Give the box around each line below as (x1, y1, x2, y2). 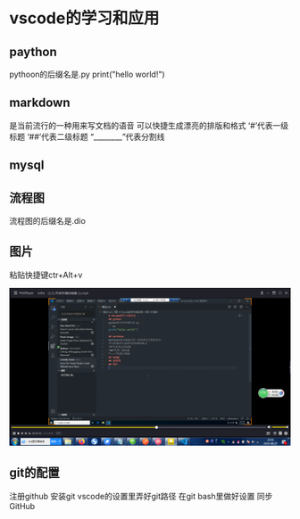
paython (9, 44, 58, 59)
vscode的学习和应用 (9, 8, 160, 29)
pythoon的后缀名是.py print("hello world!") (9, 69, 165, 79)
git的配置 (9, 465, 60, 481)
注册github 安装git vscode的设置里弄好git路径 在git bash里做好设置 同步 (9, 490, 273, 501)
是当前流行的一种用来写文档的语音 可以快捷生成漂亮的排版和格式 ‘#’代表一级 (9, 119, 289, 130)
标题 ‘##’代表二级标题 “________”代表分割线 (9, 131, 165, 142)
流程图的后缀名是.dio (9, 216, 87, 227)
